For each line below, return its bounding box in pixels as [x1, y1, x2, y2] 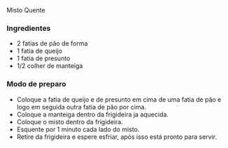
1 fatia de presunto [16, 54, 71, 62]
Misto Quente [6, 6, 46, 14]
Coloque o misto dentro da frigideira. [16, 117, 123, 126]
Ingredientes [6, 23, 51, 33]
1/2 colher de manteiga [16, 62, 83, 70]
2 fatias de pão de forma [16, 39, 88, 48]
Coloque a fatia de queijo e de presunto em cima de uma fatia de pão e [16, 95, 222, 104]
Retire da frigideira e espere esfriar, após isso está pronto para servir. [16, 133, 218, 141]
